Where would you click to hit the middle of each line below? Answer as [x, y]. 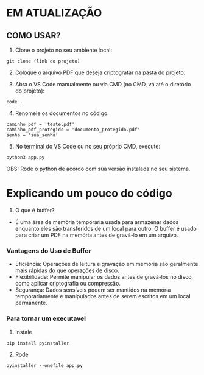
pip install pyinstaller [38, 343]
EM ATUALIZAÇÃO [54, 13]
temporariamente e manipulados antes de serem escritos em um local [103, 296]
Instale [23, 332]
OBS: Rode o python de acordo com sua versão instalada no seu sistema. [98, 169]
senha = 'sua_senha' [33, 135]
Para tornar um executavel [46, 318]
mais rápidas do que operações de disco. [67, 270]
